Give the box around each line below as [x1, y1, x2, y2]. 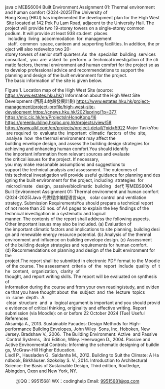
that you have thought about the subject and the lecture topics [11, 289, 145, 295]
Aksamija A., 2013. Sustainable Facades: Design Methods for [5, 321, 129, 326]
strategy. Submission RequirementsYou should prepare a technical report [5, 200, 154, 206]
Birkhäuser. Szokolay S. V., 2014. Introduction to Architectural [23, 357, 147, 363]
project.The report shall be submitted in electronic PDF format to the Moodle [5, 258, 160, 264]
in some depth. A [6, 295, 45, 300]
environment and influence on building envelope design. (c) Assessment [5, 237, 152, 242]
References [5, 315, 29, 321]
